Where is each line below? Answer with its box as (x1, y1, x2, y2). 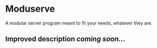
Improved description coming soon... (5, 35, 126, 43)
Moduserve (5, 3, 55, 15)
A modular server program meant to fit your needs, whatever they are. (5, 20, 153, 26)
